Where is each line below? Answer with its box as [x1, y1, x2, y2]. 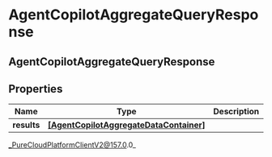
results [12, 119, 40, 130]
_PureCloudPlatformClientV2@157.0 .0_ [8, 140, 136, 150]
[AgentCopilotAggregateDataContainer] [47, 119, 206, 130]
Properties [8, 82, 63, 96]
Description [213, 106, 260, 118]
